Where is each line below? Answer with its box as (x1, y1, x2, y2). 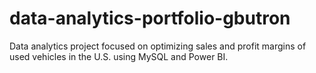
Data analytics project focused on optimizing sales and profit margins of (9, 40, 307, 52)
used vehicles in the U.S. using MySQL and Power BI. (9, 50, 229, 62)
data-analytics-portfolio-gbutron (9, 7, 291, 30)
